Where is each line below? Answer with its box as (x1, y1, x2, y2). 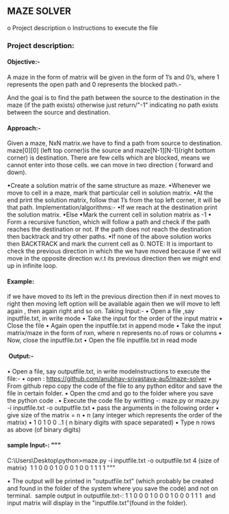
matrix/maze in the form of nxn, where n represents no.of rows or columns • (7, 329, 222, 337)
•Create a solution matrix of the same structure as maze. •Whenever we (7, 182, 211, 190)
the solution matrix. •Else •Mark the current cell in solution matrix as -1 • (7, 210, 212, 219)
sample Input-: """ (7, 441, 62, 450)
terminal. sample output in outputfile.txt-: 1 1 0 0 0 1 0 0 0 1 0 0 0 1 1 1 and (7, 491, 216, 500)
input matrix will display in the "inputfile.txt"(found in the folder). (7, 498, 188, 506)
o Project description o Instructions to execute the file (7, 23, 159, 32)
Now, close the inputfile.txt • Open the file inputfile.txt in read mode (7, 336, 198, 345)
